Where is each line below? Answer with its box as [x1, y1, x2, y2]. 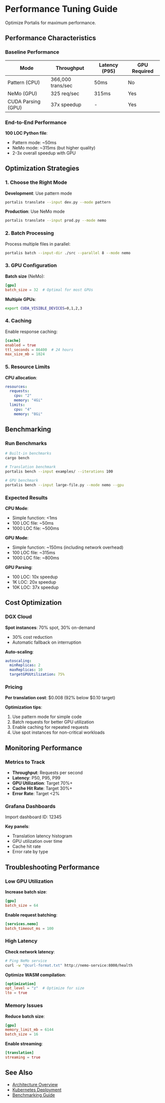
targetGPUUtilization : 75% [9, 672, 65, 677]
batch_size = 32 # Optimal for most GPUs [5, 287, 93, 292]
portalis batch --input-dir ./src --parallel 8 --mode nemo [5, 250, 131, 255]
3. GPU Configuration [5, 262, 57, 269]
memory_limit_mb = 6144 [5, 1027, 54, 1032]
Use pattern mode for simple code [12, 714, 82, 720]
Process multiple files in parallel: [5, 241, 71, 247]
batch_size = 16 [5, 1032, 38, 1037]
